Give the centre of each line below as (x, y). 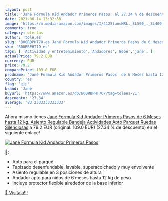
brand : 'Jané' (20, 89)
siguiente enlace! (23, 133)
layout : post (19, 10)
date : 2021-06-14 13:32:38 (33, 19)
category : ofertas (24, 33)
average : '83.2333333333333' (35, 103)
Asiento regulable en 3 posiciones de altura (57, 172)
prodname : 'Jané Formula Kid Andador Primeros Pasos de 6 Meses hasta (81, 75)
